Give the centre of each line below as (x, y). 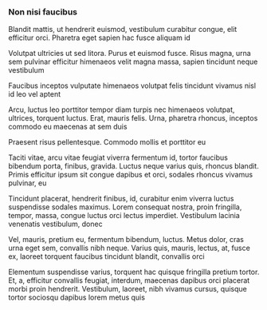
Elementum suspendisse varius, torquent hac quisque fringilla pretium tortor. (134, 272)
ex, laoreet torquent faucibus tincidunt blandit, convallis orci (106, 256)
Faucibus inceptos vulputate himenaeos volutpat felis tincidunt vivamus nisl (132, 85)
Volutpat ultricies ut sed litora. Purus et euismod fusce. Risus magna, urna (130, 54)
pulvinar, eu (27, 183)
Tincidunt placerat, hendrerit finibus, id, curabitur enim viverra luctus (121, 199)
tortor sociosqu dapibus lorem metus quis (77, 297)
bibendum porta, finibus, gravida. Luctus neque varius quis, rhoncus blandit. (133, 166)
